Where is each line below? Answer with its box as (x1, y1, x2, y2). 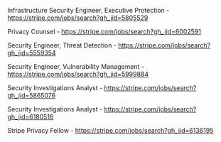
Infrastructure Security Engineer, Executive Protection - (7, 6, 170, 14)
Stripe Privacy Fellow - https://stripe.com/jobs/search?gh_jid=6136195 (7, 126, 214, 134)
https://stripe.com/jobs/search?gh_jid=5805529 (7, 13, 149, 22)
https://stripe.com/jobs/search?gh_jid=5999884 (7, 70, 149, 78)
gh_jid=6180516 (7, 113, 54, 121)
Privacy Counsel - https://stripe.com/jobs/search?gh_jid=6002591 (7, 28, 201, 35)
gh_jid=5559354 (7, 49, 56, 57)
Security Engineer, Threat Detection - (7, 41, 117, 49)
